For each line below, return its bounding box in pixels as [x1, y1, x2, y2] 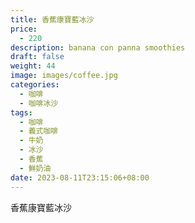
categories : [10, 80, 60, 90]
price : [10, 24, 38, 34]
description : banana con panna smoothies [10, 42, 186, 53]
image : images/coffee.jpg [10, 71, 118, 81]
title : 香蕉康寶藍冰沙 [10, 14, 95, 25]
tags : [10, 107, 33, 118]
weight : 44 [10, 61, 56, 71]
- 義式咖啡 [19, 126, 59, 136]
